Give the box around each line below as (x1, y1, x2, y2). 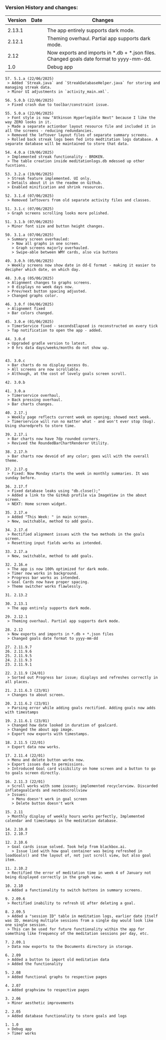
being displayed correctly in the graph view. (5, 875, 103, 880)
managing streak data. (5, 85, 52, 90)
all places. (5, 679, 30, 684)
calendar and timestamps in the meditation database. (5, 818, 119, 823)
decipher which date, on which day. (5, 267, 81, 272)
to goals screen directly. (5, 771, 61, 776)
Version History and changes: (5, 4, 78, 11)
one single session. (5, 922, 48, 927)
